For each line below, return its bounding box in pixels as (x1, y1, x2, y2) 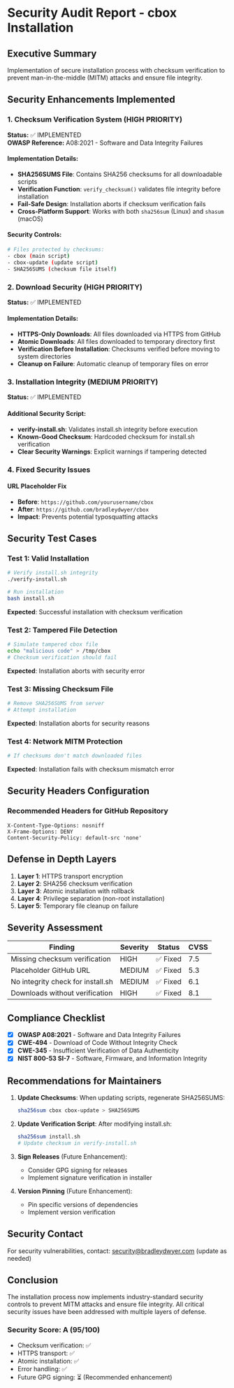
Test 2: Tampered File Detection (7, 625, 117, 635)
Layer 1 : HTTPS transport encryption (17, 872, 124, 880)
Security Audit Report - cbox (7, 5, 177, 21)
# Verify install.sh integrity (7, 570, 98, 577)
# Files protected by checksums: (7, 246, 105, 253)
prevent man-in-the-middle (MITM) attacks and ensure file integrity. (7, 73, 203, 82)
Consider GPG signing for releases (27, 1166, 128, 1174)
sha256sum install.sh (17, 1134, 80, 1141)
